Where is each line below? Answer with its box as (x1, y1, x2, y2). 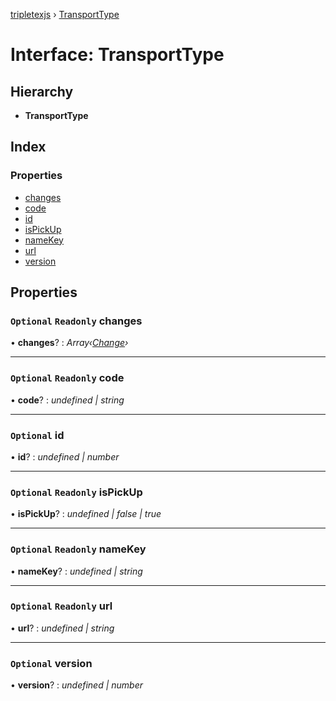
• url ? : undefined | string (10, 622, 115, 634)
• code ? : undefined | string (10, 394, 125, 406)
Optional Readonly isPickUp (10, 485, 143, 499)
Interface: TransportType (10, 44, 225, 66)
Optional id (10, 428, 65, 442)
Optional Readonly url (10, 599, 113, 613)
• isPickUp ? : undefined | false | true (10, 508, 162, 520)
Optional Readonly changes (10, 314, 143, 328)
